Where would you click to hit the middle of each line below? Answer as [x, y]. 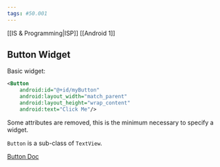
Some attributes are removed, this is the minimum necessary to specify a [111, 122]
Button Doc [23, 156]
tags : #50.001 [27, 13]
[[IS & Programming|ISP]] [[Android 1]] [61, 33]
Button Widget [39, 55]
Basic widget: [26, 71]
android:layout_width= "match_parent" [74, 97]
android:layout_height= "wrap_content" [75, 103]
